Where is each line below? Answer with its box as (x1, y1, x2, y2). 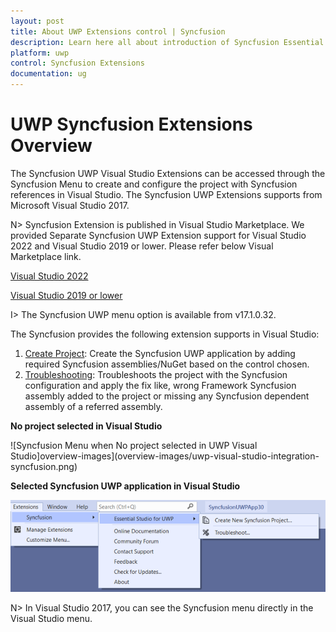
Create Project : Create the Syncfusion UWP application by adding (24, 347, 296, 359)
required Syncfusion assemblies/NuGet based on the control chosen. (24, 358, 310, 370)
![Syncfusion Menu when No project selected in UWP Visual (10, 439, 258, 451)
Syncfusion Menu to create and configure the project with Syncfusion (10, 178, 298, 190)
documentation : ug (10, 69, 87, 79)
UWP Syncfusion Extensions (10, 113, 253, 136)
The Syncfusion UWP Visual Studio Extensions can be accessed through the (10, 167, 326, 179)
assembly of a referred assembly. (24, 400, 163, 412)
